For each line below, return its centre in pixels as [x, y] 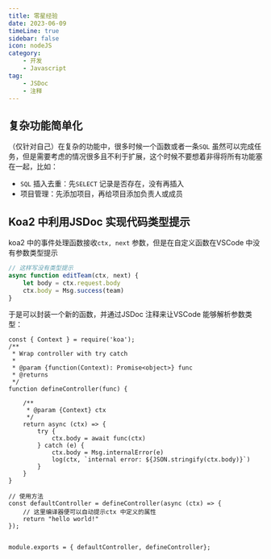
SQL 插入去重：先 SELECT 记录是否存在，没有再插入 [102, 184]
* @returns [30, 375]
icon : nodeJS [30, 46]
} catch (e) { [61, 446]
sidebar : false [34, 38]
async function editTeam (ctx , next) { [73, 275]
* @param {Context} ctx [66, 411]
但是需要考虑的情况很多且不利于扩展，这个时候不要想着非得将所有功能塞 [142, 156]
